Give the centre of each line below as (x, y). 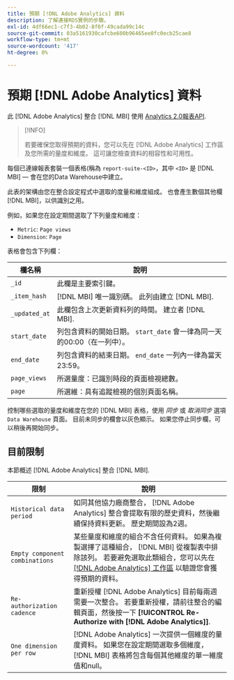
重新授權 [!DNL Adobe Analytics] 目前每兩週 (146, 591)
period (22, 516)
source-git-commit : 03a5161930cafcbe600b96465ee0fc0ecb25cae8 (99, 33)
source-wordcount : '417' (43, 46)
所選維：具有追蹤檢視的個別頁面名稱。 (120, 392)
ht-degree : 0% (28, 53)
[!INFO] (35, 130)
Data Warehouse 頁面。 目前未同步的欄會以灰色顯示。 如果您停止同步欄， (111, 419)
